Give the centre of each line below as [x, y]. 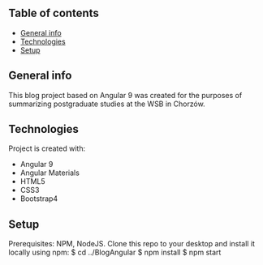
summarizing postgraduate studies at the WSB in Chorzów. [107, 104]
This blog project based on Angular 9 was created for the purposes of [125, 95]
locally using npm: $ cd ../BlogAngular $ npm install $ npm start [115, 252]
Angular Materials [50, 173]
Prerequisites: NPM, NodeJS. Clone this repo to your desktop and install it [132, 244]
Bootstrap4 [39, 199]
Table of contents [54, 13]
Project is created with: [47, 148]
